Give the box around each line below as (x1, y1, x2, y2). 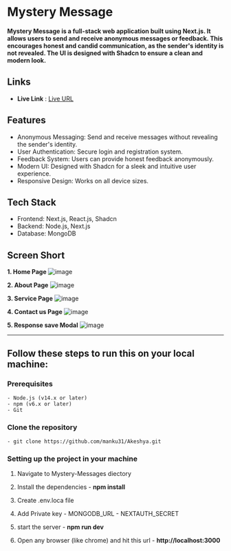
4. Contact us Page (7, 308, 63, 316)
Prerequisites (7, 379, 53, 388)
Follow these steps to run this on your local (7, 347, 195, 359)
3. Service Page (7, 294, 54, 303)
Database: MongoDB (16, 229, 76, 238)
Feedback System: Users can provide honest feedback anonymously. (16, 154, 214, 163)
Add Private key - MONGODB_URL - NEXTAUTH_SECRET (16, 510, 179, 518)
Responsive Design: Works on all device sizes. (16, 176, 149, 185)
